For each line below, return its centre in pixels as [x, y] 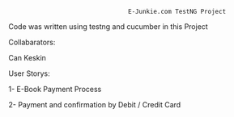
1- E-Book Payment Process [55, 89]
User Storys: [29, 73]
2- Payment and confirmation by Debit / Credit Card [95, 104]
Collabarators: [32, 42]
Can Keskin [28, 58]
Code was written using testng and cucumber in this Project [108, 27]
